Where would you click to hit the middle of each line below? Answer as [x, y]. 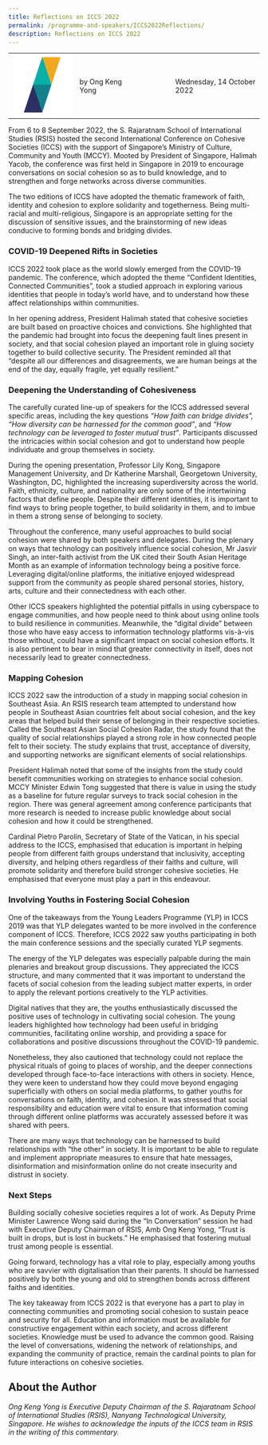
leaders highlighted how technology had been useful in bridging [113, 1024]
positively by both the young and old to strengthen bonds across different [129, 1279]
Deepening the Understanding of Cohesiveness [102, 390]
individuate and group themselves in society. [82, 450]
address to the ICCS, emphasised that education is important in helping [125, 845]
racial [17, 214]
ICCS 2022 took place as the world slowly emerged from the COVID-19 [125, 268]
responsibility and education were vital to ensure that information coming [128, 1108]
